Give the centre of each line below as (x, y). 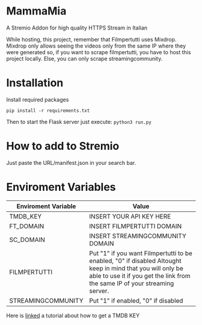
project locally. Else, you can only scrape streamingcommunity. (84, 58)
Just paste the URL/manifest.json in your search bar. (71, 162)
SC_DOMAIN (27, 240)
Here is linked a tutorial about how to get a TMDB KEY (73, 315)
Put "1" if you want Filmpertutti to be (141, 253)
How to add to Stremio (63, 146)
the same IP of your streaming (132, 283)
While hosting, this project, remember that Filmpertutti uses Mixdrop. (91, 39)
